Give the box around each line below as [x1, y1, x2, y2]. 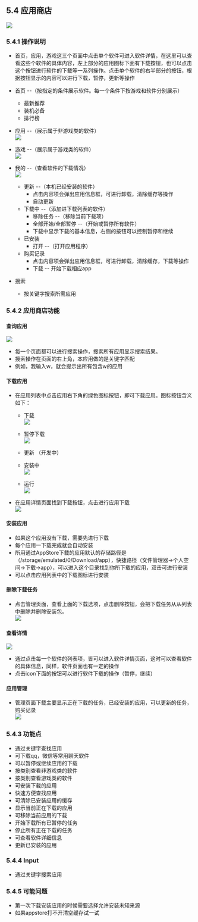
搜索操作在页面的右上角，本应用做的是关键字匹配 [14, 355, 135, 362]
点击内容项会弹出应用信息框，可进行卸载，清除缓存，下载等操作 [32, 258, 189, 265]
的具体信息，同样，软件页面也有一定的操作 [14, 662, 120, 670]
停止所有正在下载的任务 [14, 826, 73, 833]
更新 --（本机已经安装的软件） [23, 183, 98, 190]
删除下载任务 [6, 586, 37, 593]
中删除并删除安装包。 [14, 608, 67, 615]
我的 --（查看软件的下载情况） [14, 164, 89, 171]
